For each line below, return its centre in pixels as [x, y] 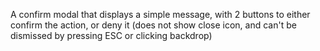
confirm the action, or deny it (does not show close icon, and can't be [153, 25]
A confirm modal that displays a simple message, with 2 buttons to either [160, 14]
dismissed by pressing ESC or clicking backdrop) [111, 35]
